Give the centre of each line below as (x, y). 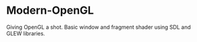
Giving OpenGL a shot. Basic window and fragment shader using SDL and (99, 27)
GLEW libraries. (26, 33)
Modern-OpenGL (50, 10)
